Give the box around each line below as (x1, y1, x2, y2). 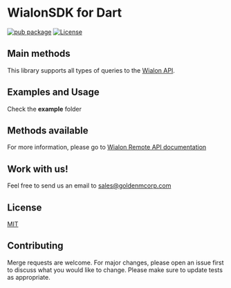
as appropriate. (7, 273, 50, 281)
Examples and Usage (7, 87, 100, 98)
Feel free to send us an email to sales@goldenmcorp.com (7, 181, 172, 190)
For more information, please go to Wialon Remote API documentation (7, 143, 207, 152)
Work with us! (7, 163, 68, 174)
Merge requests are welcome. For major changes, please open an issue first (7, 258, 224, 267)
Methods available (7, 125, 89, 136)
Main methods (7, 48, 71, 60)
